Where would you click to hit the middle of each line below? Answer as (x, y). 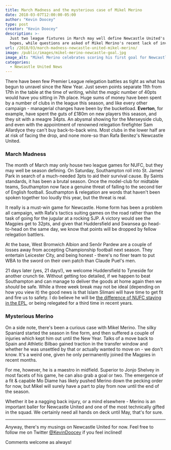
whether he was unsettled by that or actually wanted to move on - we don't (84, 349)
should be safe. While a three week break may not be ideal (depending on (83, 287)
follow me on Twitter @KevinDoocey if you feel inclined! (64, 432)
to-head (14, 229)
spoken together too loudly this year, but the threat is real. (66, 198)
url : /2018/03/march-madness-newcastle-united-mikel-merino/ (72, 48)
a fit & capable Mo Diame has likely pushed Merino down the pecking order (84, 381)
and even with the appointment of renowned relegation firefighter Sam (79, 125)
